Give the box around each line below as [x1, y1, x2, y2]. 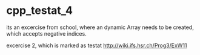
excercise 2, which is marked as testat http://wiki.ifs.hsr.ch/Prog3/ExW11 [6, 42, 187, 49]
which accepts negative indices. [6, 30, 87, 37]
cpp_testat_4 [6, 4, 73, 18]
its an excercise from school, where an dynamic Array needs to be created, [6, 24, 194, 31]
